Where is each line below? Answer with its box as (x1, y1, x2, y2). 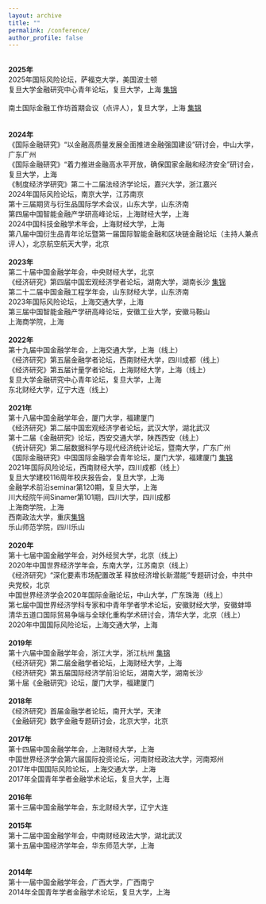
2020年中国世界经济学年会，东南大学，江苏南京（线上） (8, 560, 193, 570)
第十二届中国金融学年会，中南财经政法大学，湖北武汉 (8, 831, 183, 841)
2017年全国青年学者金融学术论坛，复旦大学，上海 (8, 775, 170, 784)
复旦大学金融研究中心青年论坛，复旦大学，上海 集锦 (8, 85, 177, 94)
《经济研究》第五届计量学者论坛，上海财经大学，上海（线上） (8, 365, 210, 375)
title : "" (8, 19, 41, 27)
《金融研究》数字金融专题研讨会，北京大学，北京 (8, 716, 168, 726)
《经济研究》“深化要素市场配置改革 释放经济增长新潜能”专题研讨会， (8, 571, 233, 580)
